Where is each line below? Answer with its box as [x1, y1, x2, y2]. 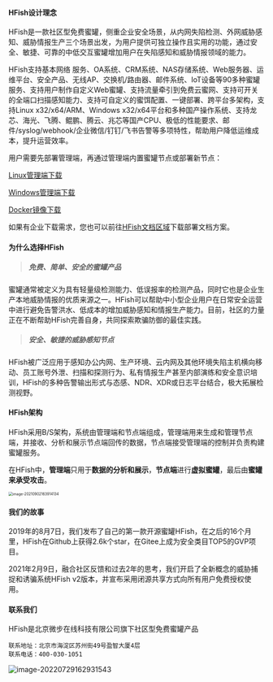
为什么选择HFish [8, 242, 65, 252]
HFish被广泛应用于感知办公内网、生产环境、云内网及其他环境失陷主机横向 [8, 357, 256, 367]
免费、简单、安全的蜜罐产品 [28, 263, 122, 272]
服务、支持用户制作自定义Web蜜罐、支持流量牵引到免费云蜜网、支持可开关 [8, 85, 258, 95]
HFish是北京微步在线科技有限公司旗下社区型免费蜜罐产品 [8, 624, 199, 634]
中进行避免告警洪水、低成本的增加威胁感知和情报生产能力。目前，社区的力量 [8, 305, 265, 315]
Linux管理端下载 [8, 171, 63, 180]
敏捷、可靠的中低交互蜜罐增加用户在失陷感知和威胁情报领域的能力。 [22, 47, 250, 57]
